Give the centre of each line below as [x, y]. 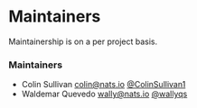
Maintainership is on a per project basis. [83, 41]
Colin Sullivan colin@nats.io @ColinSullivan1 [103, 85]
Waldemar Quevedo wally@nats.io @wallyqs [104, 94]
